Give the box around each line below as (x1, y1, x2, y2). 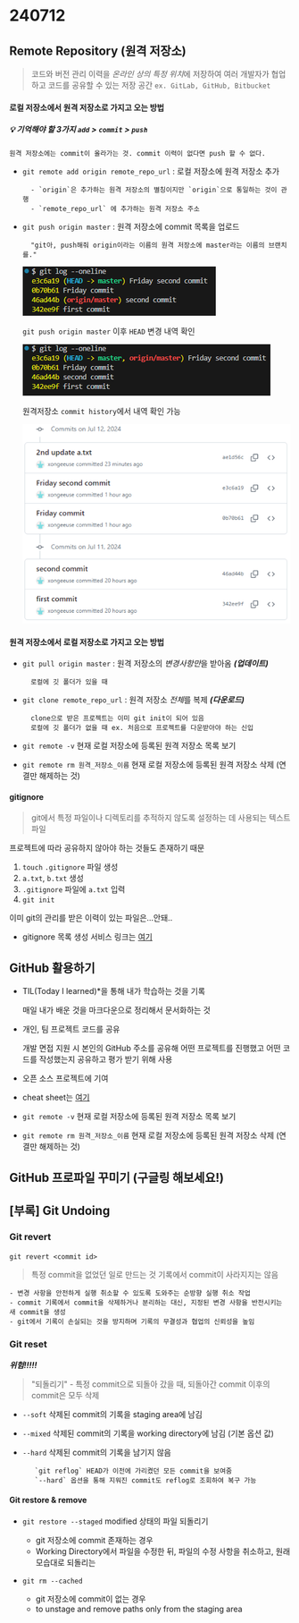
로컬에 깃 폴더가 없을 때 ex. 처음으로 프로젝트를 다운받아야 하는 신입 (30, 724, 254, 733)
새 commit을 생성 (9, 1308, 67, 1317)
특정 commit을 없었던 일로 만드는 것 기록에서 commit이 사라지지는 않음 (30, 1270, 279, 1280)
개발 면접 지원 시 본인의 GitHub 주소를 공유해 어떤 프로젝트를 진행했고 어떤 (21, 1043, 281, 1054)
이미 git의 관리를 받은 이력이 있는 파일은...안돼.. (9, 913, 173, 923)
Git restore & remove (9, 1495, 87, 1506)
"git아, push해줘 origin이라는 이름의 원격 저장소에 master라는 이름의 (30, 241, 265, 250)
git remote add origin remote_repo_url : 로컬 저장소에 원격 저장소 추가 (21, 166, 279, 176)
